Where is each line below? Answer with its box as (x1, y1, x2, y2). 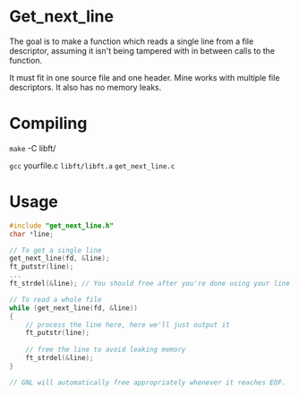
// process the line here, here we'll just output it (25, 320, 230, 329)
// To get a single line (9, 245, 102, 254)
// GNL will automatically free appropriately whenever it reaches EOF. (9, 378, 286, 387)
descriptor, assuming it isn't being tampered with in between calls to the (9, 45, 276, 56)
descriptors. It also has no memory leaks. (9, 82, 162, 92)
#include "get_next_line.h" (9, 221, 115, 230)
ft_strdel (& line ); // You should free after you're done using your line (9, 280, 291, 288)
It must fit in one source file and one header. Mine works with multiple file (9, 72, 280, 82)
